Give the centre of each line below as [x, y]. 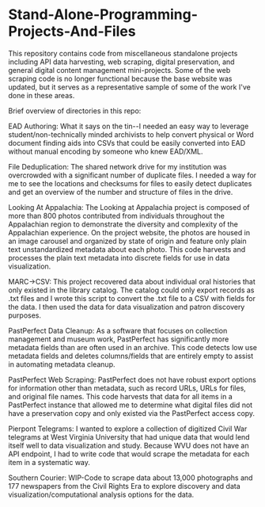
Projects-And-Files [72, 31]
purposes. [25, 315]
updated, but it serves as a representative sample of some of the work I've [129, 87]
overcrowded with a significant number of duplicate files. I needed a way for [132, 175]
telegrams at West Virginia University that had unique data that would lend [129, 436]
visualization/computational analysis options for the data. [101, 494]
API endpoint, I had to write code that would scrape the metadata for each [129, 454]
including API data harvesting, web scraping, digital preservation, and [121, 62]
